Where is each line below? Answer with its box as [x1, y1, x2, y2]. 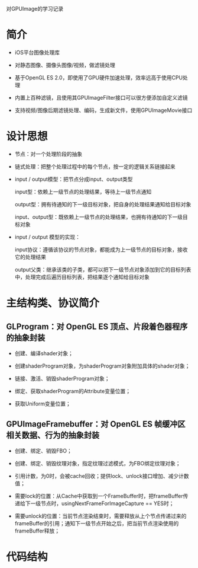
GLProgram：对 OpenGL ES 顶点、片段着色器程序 [6, 322, 188, 332]
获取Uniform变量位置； [14, 400, 71, 407]
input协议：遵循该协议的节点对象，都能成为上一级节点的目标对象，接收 [14, 245, 188, 253]
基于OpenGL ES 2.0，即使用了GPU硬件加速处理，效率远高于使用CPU [14, 74, 183, 81]
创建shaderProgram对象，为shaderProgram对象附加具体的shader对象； [14, 362, 190, 369]
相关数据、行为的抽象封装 [6, 430, 99, 441]
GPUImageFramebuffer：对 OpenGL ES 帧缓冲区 [6, 419, 186, 429]
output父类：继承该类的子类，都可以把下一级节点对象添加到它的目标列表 [14, 266, 191, 273]
